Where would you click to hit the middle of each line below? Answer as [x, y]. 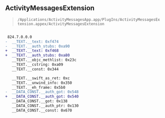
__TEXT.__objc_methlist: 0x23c [44, 60]
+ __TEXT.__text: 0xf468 [32, 51]
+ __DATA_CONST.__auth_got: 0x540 [42, 97]
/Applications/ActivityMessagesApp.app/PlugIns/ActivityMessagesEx [88, 19]
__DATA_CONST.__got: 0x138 [40, 101]
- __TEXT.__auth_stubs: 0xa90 [38, 46]
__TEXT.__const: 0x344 [35, 69]
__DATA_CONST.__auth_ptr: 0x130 [45, 106]
